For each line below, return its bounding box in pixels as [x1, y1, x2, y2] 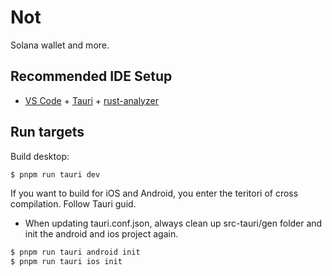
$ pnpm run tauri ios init [10, 257, 123, 267]
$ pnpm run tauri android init [10, 247, 141, 258]
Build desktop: [10, 150, 70, 162]
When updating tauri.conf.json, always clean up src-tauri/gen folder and [24, 217, 323, 230]
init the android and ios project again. [24, 228, 179, 240]
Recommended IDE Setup [10, 68, 173, 85]
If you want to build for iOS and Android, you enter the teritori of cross [10, 187, 299, 200]
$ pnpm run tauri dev [10, 169, 101, 180]
